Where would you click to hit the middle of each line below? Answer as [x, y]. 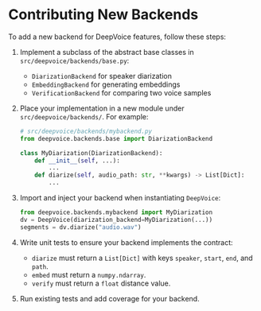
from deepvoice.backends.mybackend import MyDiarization [116, 212]
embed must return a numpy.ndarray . [89, 274]
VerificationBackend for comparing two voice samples [121, 92]
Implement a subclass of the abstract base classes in [107, 52]
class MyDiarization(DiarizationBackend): [91, 153]
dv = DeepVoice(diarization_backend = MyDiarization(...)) [116, 220]
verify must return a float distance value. [101, 283]
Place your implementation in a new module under [102, 108]
